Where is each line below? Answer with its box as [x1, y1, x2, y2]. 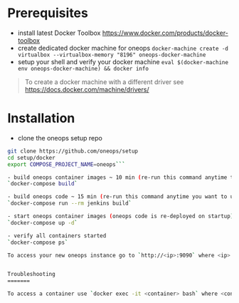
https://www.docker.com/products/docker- [102, 29, 229, 37]
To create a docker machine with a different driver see [24, 77, 184, 86]
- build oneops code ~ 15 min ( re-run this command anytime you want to [7, 193, 228, 200]
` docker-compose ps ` [7, 239, 69, 246]
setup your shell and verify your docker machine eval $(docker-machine [17, 57, 229, 66]
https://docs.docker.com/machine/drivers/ [24, 85, 149, 93]
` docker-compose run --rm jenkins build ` [7, 200, 132, 207]
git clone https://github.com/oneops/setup [7, 148, 139, 155]
